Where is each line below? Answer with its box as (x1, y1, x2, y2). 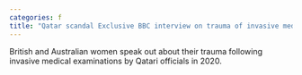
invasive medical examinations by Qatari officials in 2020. (9, 55, 222, 66)
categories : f (9, 12, 63, 22)
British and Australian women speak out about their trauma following (9, 46, 263, 56)
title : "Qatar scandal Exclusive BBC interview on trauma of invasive (9, 21, 280, 30)
